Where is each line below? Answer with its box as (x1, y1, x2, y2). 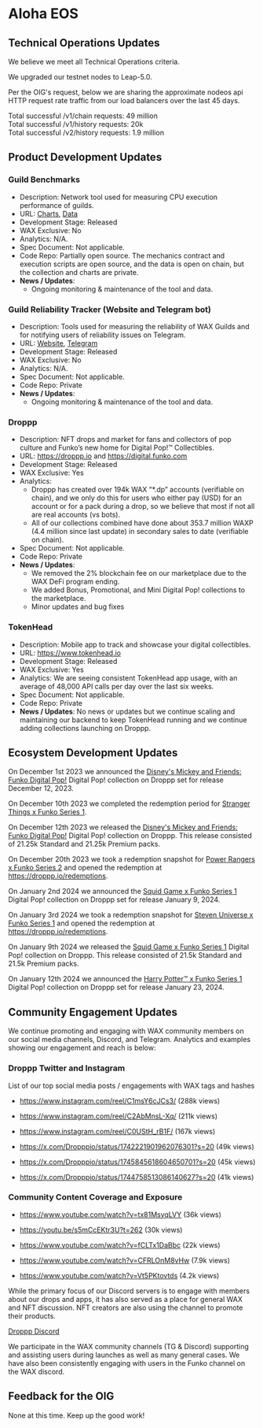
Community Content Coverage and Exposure (8, 1192, 183, 1203)
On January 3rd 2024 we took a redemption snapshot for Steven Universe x (8, 911, 254, 920)
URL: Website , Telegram (19, 338, 98, 347)
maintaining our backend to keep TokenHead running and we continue (19, 714, 247, 725)
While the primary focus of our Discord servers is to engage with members (8, 1285, 250, 1296)
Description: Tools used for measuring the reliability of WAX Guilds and (19, 321, 250, 331)
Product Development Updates (8, 150, 163, 164)
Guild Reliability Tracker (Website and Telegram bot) (8, 304, 212, 315)
